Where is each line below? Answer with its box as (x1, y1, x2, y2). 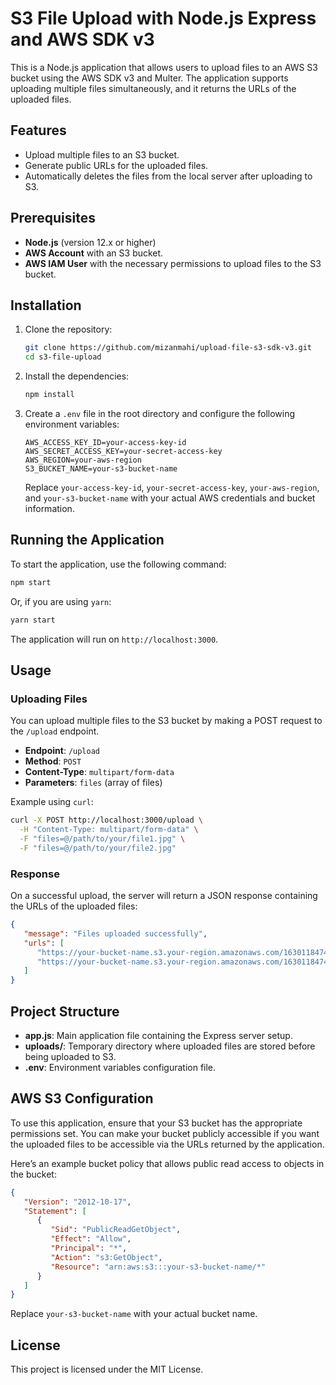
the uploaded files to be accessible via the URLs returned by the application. (10, 1138, 325, 1150)
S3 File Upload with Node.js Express (10, 7, 317, 30)
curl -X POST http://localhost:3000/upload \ (10, 815, 203, 826)
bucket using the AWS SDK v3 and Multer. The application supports (10, 72, 289, 84)
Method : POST (24, 755, 82, 767)
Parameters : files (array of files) (24, 777, 163, 789)
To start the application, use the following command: (10, 558, 227, 570)
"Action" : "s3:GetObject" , (50, 1252, 163, 1262)
